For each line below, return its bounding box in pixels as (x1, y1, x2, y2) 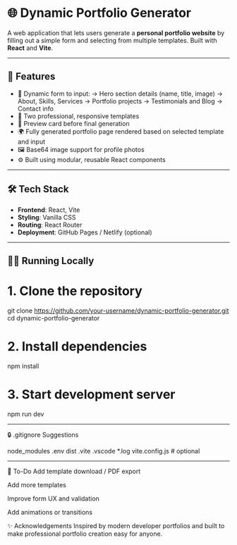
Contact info (17, 104, 54, 113)
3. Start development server (7, 387, 176, 403)
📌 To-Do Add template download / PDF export (7, 467, 141, 475)
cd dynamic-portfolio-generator (7, 313, 100, 322)
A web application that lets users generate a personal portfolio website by (7, 28, 225, 37)
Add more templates (7, 480, 67, 489)
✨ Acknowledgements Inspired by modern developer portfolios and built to (7, 521, 225, 530)
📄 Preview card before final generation (17, 119, 130, 127)
